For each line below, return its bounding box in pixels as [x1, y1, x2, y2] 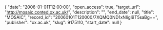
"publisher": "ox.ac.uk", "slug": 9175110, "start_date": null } [4, 19, 122, 25]
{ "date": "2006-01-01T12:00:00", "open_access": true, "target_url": [4, 4, 141, 10]
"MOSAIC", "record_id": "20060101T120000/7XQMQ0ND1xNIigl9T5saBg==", [4, 15, 159, 20]
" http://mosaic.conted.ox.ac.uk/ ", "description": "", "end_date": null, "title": [4, 9, 154, 15]
